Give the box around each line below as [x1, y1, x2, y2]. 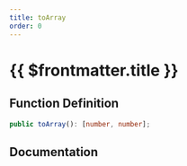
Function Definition [9, 96, 120, 111]
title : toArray [9, 13, 67, 22]
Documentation [9, 144, 99, 160]
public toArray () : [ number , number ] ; [9, 119, 151, 128]
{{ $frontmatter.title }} [9, 60, 179, 81]
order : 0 [9, 22, 42, 31]
